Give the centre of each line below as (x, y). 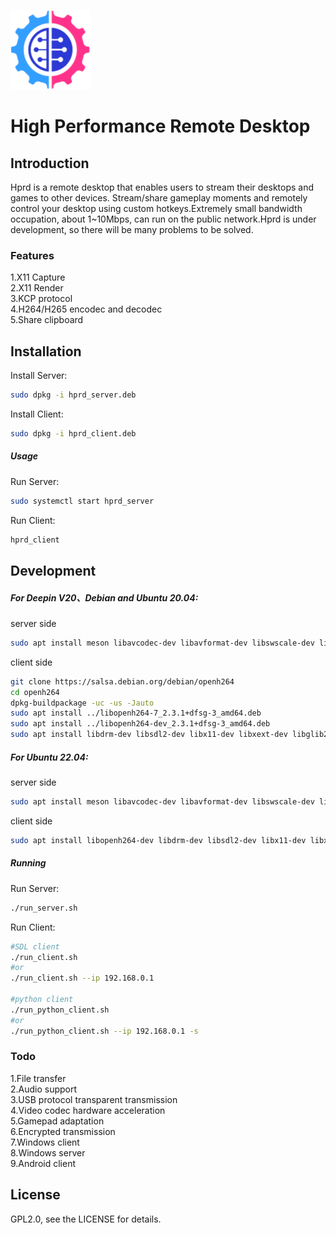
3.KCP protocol (41, 299)
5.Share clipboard (47, 320)
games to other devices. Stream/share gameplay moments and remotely (159, 198)
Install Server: (39, 376)
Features (32, 255)
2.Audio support (44, 1089)
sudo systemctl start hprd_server (82, 501)
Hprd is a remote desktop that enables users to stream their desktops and (162, 187)
